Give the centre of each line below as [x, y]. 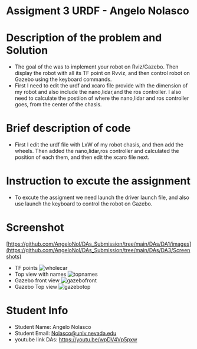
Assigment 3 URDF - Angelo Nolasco [98, 11]
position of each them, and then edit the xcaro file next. [82, 157]
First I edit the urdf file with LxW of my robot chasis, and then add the [99, 145]
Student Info [37, 311]
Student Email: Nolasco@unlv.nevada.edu [65, 333]
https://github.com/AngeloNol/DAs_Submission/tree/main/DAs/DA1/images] [100, 244]
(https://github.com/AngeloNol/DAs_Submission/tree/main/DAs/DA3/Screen [98, 250]
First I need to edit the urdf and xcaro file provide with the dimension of [101, 86]
